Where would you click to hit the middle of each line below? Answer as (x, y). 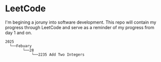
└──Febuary (21, 46)
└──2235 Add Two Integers (58, 55)
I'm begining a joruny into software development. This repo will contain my (81, 22)
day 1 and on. (19, 32)
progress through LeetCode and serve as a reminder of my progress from (80, 27)
